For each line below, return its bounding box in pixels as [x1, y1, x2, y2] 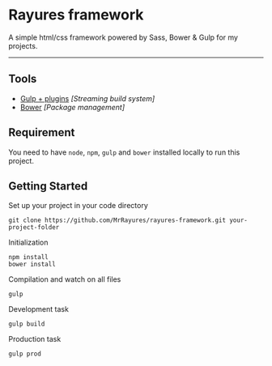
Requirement [8, 126, 75, 139]
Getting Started [8, 179, 88, 193]
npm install [8, 253, 49, 262]
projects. [8, 40, 38, 50]
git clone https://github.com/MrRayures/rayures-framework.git [8, 216, 227, 224]
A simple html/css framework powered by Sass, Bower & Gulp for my [8, 32, 239, 42]
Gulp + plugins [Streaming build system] [19, 93, 155, 103]
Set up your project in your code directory [8, 201, 148, 211]
